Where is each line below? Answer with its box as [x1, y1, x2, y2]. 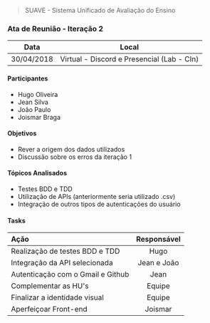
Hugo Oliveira [17, 90, 58, 98]
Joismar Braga [17, 113, 61, 121]
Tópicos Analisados [7, 169, 68, 178]
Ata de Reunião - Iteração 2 [7, 24, 104, 34]
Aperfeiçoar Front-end [11, 304, 88, 314]
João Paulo [17, 105, 51, 113]
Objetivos [7, 129, 37, 138]
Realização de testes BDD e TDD [11, 246, 120, 256]
